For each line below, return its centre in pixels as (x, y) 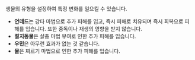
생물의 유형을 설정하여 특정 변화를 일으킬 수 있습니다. (66, 9)
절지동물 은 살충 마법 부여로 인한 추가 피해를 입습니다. (75, 36)
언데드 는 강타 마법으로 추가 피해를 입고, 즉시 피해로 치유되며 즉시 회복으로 (99, 21)
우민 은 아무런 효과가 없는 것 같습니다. (57, 44)
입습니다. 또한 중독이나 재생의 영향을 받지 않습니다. (84, 29)
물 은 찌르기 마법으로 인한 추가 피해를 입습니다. (67, 51)
